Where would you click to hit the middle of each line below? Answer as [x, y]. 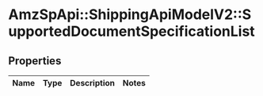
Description [92, 83]
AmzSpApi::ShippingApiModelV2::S [130, 15]
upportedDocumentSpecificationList [131, 31]
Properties [35, 61]
